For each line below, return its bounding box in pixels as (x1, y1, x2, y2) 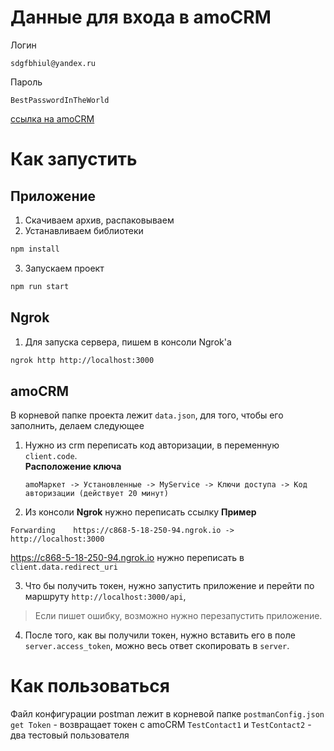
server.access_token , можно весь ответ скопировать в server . (24, 640, 290, 652)
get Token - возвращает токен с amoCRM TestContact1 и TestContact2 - (10, 719, 312, 731)
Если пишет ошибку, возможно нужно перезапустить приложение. (34, 610, 323, 622)
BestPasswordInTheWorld (10, 95, 110, 105)
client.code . (24, 450, 78, 462)
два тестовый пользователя (10, 729, 130, 741)
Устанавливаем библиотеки (24, 224, 144, 236)
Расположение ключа (24, 461, 122, 473)
